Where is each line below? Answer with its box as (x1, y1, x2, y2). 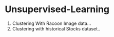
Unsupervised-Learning (5, 4, 110, 15)
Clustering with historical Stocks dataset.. (12, 25, 101, 31)
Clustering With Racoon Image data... (12, 20, 91, 26)
